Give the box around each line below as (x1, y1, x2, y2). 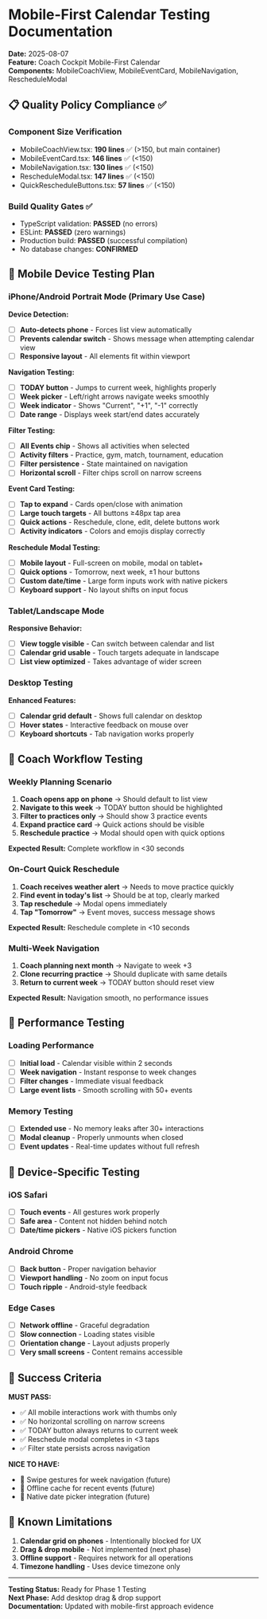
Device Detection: (8, 309, 69, 319)
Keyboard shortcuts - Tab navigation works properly (19, 729, 195, 738)
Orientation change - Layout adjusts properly (19, 1338, 170, 1348)
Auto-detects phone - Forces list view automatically (19, 324, 192, 334)
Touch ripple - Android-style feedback (19, 1282, 148, 1291)
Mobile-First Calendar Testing (8, 6, 211, 24)
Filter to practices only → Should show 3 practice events (19, 811, 208, 821)
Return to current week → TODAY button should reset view (19, 978, 215, 988)
